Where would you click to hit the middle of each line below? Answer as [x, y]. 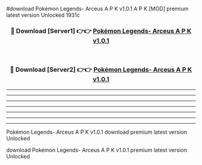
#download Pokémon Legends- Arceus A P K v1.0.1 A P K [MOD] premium [97, 9]
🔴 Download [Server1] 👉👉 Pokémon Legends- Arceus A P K [101, 31]
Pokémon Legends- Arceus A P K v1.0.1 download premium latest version [97, 132]
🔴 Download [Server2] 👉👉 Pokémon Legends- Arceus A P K [101, 70]
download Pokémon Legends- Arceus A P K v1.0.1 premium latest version [97, 150]
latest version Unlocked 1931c [43, 15]
